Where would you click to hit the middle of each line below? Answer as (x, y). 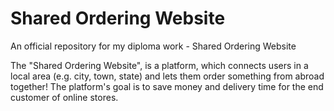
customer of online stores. (64, 97)
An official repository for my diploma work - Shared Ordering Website (153, 46)
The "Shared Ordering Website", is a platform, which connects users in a (159, 65)
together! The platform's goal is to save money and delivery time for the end (167, 86)
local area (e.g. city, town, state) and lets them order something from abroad (167, 76)
